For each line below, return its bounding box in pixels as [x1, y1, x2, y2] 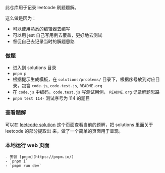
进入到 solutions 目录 [12, 65, 57, 71]
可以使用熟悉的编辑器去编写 [12, 26, 71, 32]
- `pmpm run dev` [5, 163, 42, 168]
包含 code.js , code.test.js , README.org [21, 83, 102, 89]
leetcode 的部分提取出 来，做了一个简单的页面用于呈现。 [5, 128, 124, 134]
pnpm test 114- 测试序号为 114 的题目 [12, 95, 90, 101]
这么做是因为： [5, 15, 36, 21]
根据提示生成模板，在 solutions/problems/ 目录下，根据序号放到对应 [12, 76, 155, 82]
